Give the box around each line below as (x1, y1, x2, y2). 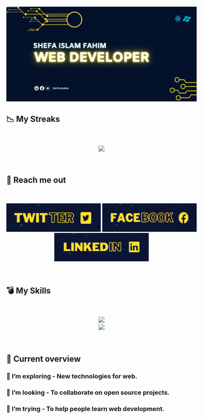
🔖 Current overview (6, 354, 81, 364)
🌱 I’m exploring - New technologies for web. (6, 372, 138, 380)
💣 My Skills (6, 286, 51, 296)
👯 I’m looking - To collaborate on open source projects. (6, 388, 170, 397)
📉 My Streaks (6, 114, 60, 124)
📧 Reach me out (6, 175, 66, 186)
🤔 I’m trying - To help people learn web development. (6, 404, 165, 413)
